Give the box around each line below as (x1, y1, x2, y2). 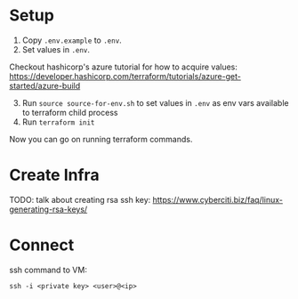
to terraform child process (21, 107, 118, 117)
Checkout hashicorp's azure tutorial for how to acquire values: (9, 61, 238, 72)
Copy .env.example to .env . (21, 35, 122, 45)
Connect (9, 235, 75, 255)
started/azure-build (9, 80, 81, 91)
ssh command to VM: (9, 264, 87, 275)
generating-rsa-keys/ (9, 204, 88, 214)
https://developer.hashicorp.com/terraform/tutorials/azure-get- (9, 70, 242, 81)
